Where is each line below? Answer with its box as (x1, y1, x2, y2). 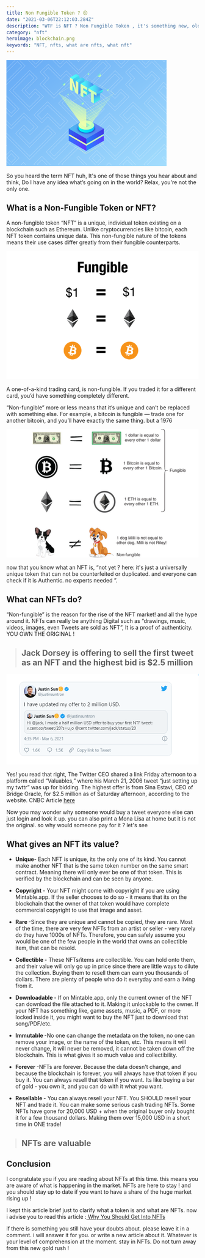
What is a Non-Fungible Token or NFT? (6, 203, 157, 214)
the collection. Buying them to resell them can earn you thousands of (15, 969, 189, 976)
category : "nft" (6, 29, 48, 35)
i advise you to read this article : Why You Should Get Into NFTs (6, 1213, 166, 1220)
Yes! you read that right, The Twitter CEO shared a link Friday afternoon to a (6, 770, 197, 778)
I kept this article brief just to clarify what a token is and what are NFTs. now (6, 1206, 197, 1214)
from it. (15, 982, 34, 989)
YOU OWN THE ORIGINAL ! (6, 630, 75, 638)
